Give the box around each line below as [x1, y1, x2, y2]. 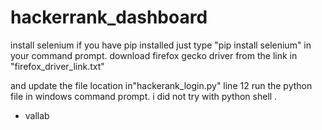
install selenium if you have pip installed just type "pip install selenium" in [10, 39, 312, 51]
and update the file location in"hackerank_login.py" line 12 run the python [10, 79, 313, 91]
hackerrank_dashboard [10, 6, 208, 29]
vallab [24, 109, 50, 121]
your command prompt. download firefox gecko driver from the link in [10, 49, 298, 61]
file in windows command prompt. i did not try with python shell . [10, 90, 278, 102]
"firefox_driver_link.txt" [10, 60, 105, 72]
